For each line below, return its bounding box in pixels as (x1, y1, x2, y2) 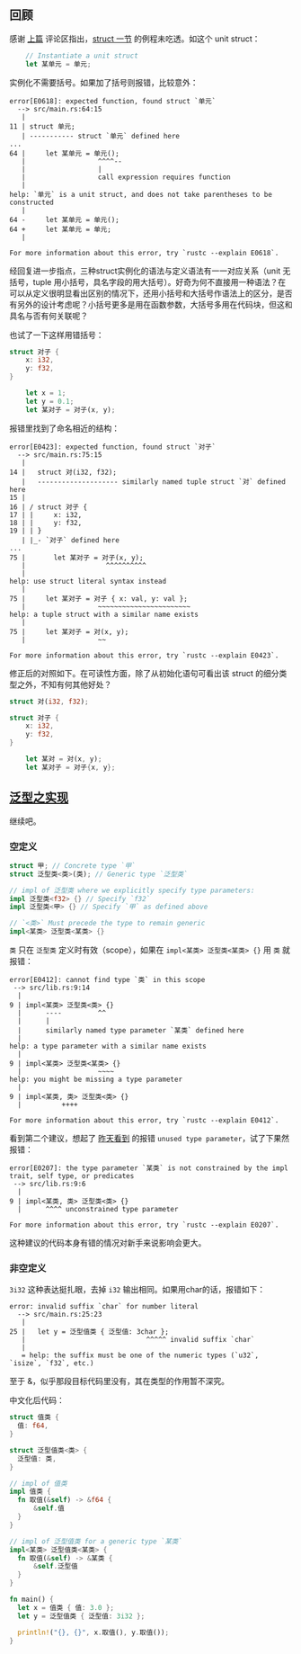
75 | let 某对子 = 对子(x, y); (9, 553, 144, 562)
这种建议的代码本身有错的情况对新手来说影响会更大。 (9, 1238, 207, 1248)
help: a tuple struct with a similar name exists (9, 610, 199, 619)
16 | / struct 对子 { (9, 502, 88, 512)
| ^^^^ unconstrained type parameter (17, 1205, 179, 1214)
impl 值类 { (9, 1487, 51, 1497)
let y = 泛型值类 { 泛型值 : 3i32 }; (17, 1612, 146, 1621)
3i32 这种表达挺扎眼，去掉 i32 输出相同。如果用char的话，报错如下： (9, 1284, 266, 1295)
